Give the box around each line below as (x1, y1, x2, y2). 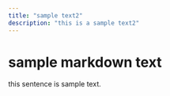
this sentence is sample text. (8, 79, 101, 89)
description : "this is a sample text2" (8, 19, 140, 27)
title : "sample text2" (8, 11, 83, 20)
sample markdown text (8, 53, 162, 71)
